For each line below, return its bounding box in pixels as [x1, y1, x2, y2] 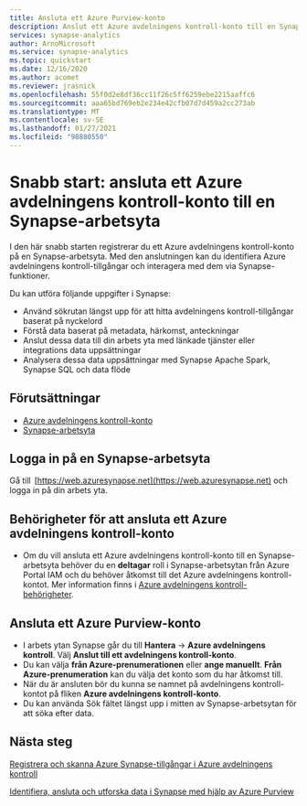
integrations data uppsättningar [22, 344, 142, 355]
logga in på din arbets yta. [9, 485, 108, 496]
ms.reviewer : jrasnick [9, 81, 96, 91]
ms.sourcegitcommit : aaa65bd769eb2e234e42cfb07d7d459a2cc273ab [9, 98, 256, 108]
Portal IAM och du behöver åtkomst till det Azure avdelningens [22, 569, 259, 581]
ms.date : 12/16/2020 [9, 65, 89, 74]
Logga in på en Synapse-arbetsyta [9, 451, 211, 467]
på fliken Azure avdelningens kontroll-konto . [48, 688, 221, 700]
